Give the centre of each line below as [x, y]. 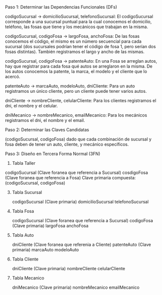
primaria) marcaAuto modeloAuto [45, 250]
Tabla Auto [23, 235]
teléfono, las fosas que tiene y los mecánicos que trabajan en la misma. [77, 27]
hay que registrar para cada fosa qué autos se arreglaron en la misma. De [79, 66]
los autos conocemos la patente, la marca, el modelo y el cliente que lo [76, 71]
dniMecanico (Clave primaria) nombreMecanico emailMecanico [76, 287]
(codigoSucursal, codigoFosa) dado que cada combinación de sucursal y [78, 139]
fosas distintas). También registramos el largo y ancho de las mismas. [75, 52]
